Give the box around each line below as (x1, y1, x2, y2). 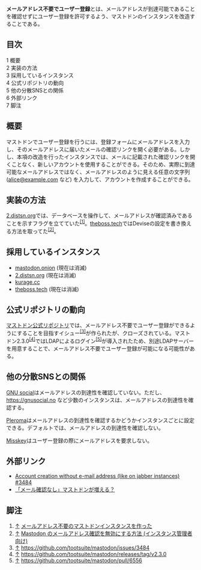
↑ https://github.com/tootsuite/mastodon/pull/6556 (14, 557, 143, 564)
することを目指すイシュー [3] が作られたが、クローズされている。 (17, 328, 175, 337)
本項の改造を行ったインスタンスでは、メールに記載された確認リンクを (16, 153, 190, 161)
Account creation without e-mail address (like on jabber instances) (14, 473, 180, 480)
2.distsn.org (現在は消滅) (14, 271, 77, 278)
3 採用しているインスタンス (6, 72, 74, 79)
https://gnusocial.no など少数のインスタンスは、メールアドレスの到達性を (6, 396, 189, 403)
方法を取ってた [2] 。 (11, 227, 59, 234)
